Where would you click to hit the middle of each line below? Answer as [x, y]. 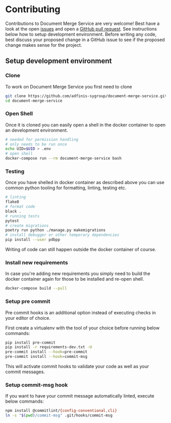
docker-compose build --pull [36, 288]
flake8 [12, 202]
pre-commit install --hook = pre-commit [46, 352]
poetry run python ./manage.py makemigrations [55, 230]
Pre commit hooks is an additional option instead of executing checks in [81, 312]
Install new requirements [37, 263]
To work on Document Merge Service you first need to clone [69, 86]
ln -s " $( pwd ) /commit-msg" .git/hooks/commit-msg [59, 415]
